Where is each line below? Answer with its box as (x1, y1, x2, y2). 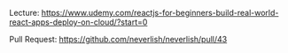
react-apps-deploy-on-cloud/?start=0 (9, 17, 148, 27)
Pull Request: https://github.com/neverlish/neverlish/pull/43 (9, 34, 228, 44)
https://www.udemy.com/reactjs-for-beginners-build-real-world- (41, 8, 279, 18)
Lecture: (9, 8, 40, 18)
